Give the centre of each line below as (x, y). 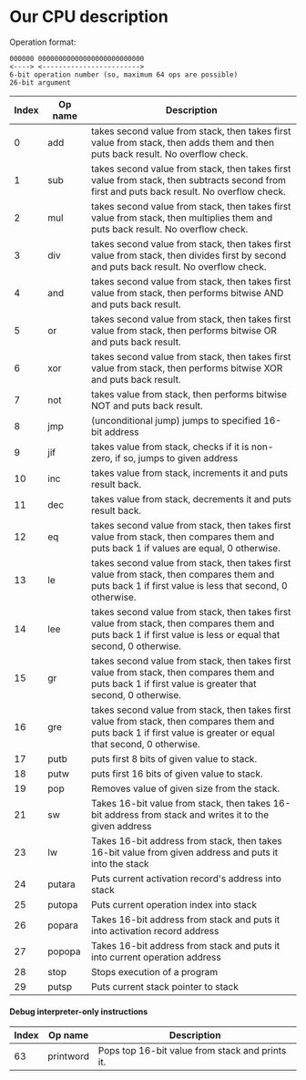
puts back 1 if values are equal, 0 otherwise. (185, 548)
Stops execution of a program (154, 972)
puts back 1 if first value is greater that (173, 684)
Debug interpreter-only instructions (79, 1011)
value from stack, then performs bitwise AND (187, 293)
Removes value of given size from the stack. (185, 788)
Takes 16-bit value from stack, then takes (181, 803)
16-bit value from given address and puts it (184, 852)
